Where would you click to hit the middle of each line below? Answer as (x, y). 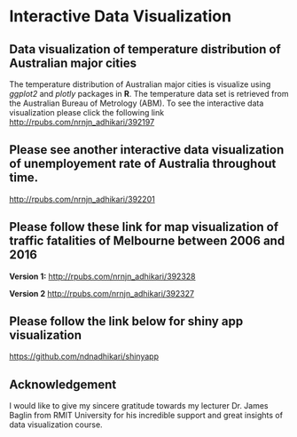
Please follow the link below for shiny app (126, 322)
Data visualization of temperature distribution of (145, 49)
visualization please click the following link (87, 112)
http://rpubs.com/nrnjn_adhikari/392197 (82, 122)
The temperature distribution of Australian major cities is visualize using (140, 84)
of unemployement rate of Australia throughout (143, 164)
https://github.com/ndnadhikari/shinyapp (84, 356)
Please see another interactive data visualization (147, 150)
